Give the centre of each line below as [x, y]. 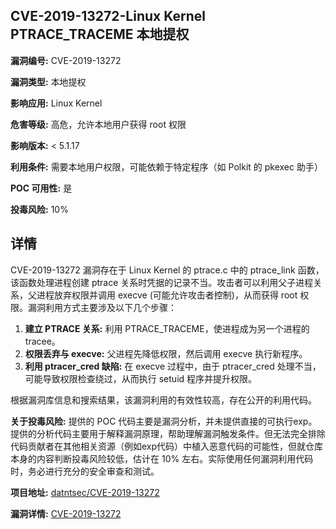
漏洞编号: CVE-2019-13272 [66, 60]
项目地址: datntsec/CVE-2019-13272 [85, 492]
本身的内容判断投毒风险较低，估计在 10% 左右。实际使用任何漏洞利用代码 [162, 458]
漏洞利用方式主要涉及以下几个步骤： [102, 307]
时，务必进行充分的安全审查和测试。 [85, 471]
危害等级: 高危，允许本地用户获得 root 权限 [98, 124]
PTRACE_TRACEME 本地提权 [100, 34]
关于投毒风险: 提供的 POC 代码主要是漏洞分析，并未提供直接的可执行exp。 [164, 421]
